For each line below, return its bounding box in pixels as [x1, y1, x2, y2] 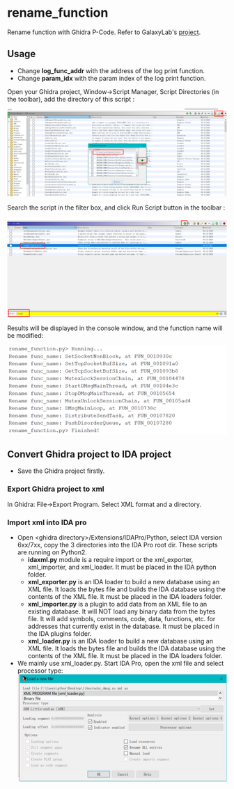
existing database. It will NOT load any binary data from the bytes [27, 607, 216, 616]
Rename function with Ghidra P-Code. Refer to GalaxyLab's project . [7, 28, 201, 36]
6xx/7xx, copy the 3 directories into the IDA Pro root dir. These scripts [17, 541, 218, 549]
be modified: [7, 331, 44, 339]
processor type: [17, 666, 63, 675]
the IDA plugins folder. [27, 630, 92, 638]
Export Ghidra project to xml [7, 484, 104, 494]
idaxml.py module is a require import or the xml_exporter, [27, 556, 194, 564]
